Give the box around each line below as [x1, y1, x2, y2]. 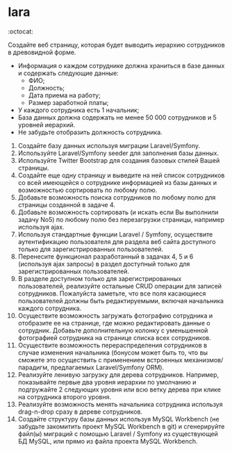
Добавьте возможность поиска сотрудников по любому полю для [17, 193, 216, 202]
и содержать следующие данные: [17, 69, 119, 77]
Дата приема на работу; [28, 91, 101, 99]
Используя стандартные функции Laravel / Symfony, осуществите [17, 230, 213, 239]
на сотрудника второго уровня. [17, 392, 112, 401]
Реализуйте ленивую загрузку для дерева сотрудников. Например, [17, 370, 219, 379]
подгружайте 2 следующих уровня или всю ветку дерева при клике [17, 385, 222, 394]
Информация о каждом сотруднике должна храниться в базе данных [17, 61, 225, 70]
